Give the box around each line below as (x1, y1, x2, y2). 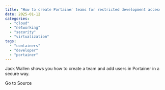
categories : (5, 16, 29, 21)
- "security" (9, 30, 36, 35)
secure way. (5, 71, 30, 77)
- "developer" (9, 48, 38, 53)
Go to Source (5, 80, 32, 86)
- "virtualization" (9, 35, 50, 39)
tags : (5, 39, 16, 44)
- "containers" (9, 43, 41, 48)
